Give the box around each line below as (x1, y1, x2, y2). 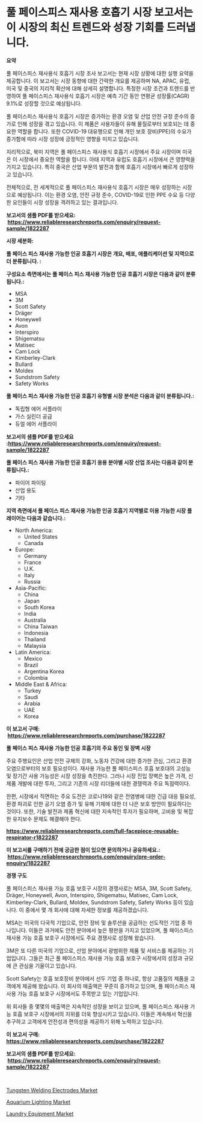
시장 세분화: (6, 237, 34, 245)
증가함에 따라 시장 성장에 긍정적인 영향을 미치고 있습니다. (6, 135, 139, 142)
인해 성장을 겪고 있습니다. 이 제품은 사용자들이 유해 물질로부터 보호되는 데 (17, 120, 189, 127)
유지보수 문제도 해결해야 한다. (12, 815, 82, 822)
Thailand (23, 635, 46, 643)
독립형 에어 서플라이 (14, 405, 62, 412)
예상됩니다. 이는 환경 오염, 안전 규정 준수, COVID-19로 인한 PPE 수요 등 (17, 191, 185, 198)
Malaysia (23, 642, 46, 649)
